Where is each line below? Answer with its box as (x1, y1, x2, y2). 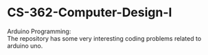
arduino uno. (7, 41, 43, 50)
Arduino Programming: (7, 27, 71, 35)
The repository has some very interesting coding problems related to (7, 34, 202, 42)
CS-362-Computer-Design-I (7, 5, 172, 20)
